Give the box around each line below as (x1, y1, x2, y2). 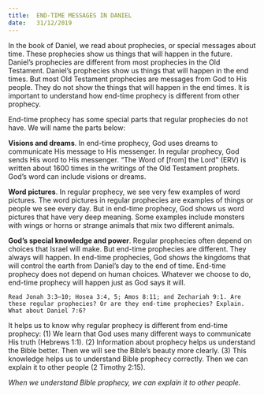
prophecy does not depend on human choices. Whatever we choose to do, (8, 269, 251, 278)
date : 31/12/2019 (8, 19, 73, 27)
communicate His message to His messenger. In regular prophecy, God (8, 147, 240, 156)
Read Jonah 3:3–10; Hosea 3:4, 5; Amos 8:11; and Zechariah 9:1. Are (8, 293, 242, 300)
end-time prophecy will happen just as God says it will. (8, 278, 186, 287)
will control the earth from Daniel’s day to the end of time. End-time (8, 261, 226, 270)
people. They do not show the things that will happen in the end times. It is (8, 82, 250, 91)
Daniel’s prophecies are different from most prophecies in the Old (8, 57, 221, 67)
